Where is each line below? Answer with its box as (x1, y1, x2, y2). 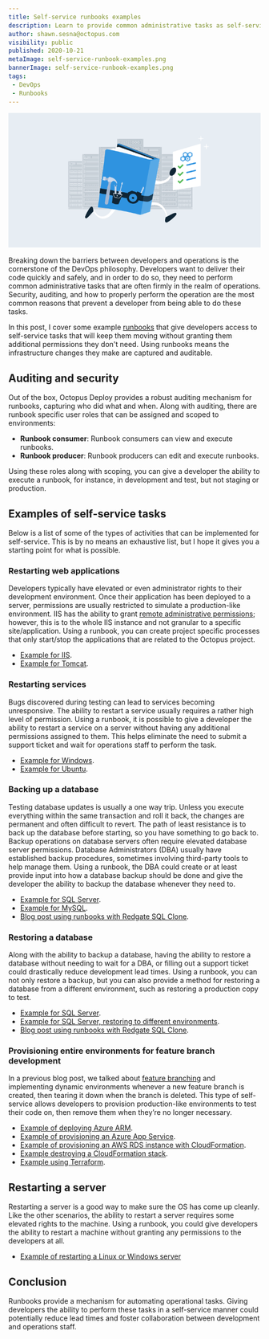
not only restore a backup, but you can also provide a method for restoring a (8, 976, 260, 986)
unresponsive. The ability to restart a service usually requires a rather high (8, 705, 254, 715)
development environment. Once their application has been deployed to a (8, 592, 251, 602)
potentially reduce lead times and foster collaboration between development (8, 1313, 260, 1323)
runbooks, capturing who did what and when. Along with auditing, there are (8, 402, 258, 411)
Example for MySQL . (19, 903, 88, 912)
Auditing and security (8, 371, 119, 385)
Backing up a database (8, 784, 99, 795)
